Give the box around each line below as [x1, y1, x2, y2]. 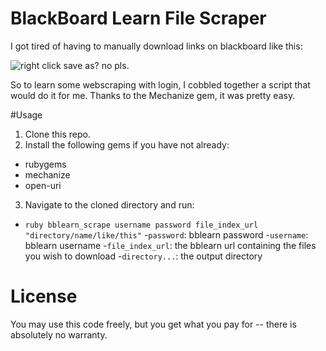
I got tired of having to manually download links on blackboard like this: [10, 40, 303, 52]
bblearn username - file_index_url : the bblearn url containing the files [24, 239, 317, 251]
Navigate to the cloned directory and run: [24, 198, 195, 211]
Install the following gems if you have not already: [24, 138, 230, 151]
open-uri [24, 179, 62, 191]
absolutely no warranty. [10, 328, 108, 341]
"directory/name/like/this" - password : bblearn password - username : [24, 228, 309, 241]
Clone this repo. [24, 128, 91, 140]
